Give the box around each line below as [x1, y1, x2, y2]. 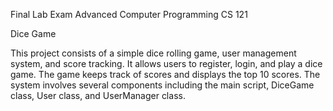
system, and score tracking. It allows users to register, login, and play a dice [10, 58, 323, 69]
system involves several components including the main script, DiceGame [10, 79, 315, 91]
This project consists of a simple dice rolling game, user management [10, 47, 297, 59]
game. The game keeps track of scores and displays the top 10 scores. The [10, 69, 321, 80]
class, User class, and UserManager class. [10, 90, 186, 101]
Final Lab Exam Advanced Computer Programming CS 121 [10, 9, 248, 20]
